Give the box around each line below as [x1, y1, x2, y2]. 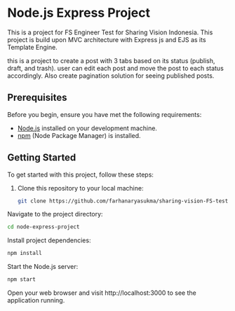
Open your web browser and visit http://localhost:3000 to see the [7, 289, 196, 297]
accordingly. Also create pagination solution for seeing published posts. [7, 71, 215, 80]
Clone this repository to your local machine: [17, 184, 144, 192]
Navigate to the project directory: [7, 210, 103, 219]
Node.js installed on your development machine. [17, 124, 158, 132]
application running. [7, 296, 65, 305]
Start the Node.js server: [7, 263, 79, 271]
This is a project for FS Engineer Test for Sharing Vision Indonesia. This [7, 28, 213, 36]
